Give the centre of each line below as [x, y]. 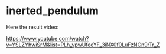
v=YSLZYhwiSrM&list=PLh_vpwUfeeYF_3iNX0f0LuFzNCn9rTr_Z [83, 45]
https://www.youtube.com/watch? [48, 38]
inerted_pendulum [53, 11]
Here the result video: [32, 27]
